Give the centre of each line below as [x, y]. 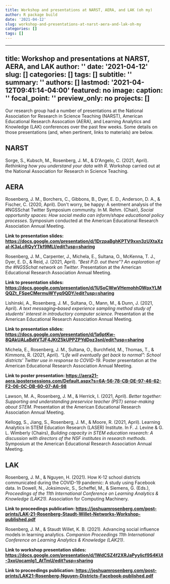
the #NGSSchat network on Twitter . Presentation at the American [73, 267]
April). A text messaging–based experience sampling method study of [78, 308]
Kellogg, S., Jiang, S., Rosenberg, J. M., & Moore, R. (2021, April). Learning [83, 422]
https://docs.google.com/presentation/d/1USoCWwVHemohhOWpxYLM [83, 288]
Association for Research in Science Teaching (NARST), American [74, 116]
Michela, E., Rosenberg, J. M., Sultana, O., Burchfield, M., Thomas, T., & [80, 350]
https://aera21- [82, 376]
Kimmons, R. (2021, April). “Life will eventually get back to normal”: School [83, 355]
